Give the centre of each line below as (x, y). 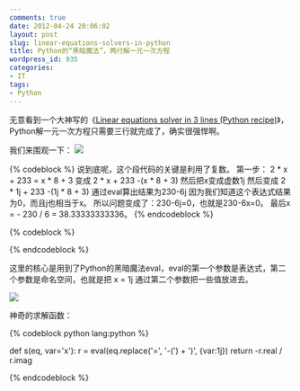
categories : (31, 68)
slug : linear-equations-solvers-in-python (90, 43)
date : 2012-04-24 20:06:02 (60, 26)
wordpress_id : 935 (44, 59)
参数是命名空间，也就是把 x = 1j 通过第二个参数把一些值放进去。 (135, 279)
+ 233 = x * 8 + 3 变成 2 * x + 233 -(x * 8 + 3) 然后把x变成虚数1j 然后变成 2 (147, 180)
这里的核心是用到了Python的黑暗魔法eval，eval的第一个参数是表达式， (140, 268)
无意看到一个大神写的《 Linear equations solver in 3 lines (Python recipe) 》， (149, 120)
